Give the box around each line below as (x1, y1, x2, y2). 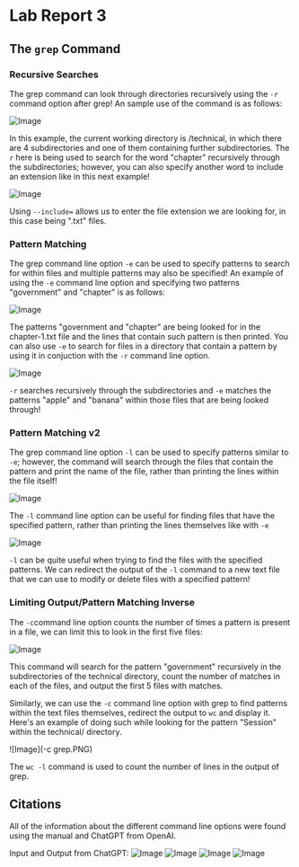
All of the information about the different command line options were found (9, 820, 286, 831)
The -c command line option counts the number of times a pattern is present (9, 616, 290, 627)
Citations (9, 797, 62, 812)
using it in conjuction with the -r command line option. (9, 350, 211, 361)
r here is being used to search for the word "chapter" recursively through (9, 152, 281, 163)
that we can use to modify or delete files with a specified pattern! (9, 574, 251, 585)
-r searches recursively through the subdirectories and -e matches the (9, 385, 272, 396)
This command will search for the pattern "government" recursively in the (9, 661, 282, 672)
